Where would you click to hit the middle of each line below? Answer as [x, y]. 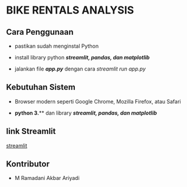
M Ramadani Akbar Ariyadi [47, 178]
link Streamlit [31, 131]
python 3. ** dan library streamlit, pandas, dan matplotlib [86, 113]
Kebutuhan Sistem [41, 87]
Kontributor [28, 164]
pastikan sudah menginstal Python [57, 46]
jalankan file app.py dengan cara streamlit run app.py [80, 69]
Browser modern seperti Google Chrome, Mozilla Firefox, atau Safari [98, 101]
